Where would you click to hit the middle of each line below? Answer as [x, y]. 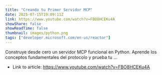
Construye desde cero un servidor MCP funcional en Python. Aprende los [81, 52]
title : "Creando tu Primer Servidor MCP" [49, 10]
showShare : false [23, 24]
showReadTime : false [27, 28]
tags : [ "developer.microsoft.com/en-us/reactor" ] [58, 38]
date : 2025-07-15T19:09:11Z [34, 14]
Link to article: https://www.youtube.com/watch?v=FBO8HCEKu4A [81, 67]
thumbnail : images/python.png [37, 33]
